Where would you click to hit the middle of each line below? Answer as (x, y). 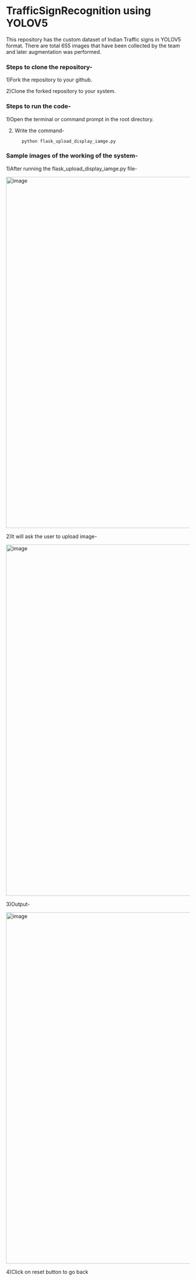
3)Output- (18, 904)
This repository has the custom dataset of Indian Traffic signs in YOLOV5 (94, 39)
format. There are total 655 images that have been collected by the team (93, 46)
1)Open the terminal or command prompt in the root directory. (80, 119)
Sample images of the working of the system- (72, 156)
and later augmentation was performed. (54, 52)
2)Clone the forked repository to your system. (61, 91)
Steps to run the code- (38, 107)
